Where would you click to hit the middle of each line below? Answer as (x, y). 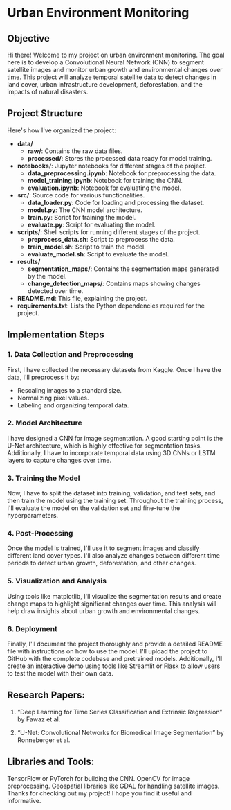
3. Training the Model (44, 478)
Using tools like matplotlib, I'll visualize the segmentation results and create (114, 596)
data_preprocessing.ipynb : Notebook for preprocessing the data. (122, 173)
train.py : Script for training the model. (82, 217)
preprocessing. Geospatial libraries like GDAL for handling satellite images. (113, 786)
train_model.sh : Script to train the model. (87, 247)
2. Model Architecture (45, 423)
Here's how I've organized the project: (62, 130)
